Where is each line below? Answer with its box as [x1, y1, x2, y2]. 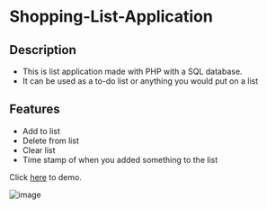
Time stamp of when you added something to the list [22, 154, 218, 165]
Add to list [22, 125, 61, 136]
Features [9, 102, 60, 117]
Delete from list [22, 135, 79, 146]
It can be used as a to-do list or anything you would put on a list [22, 76, 259, 86]
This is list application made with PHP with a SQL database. [22, 66, 243, 77]
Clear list [22, 144, 56, 155]
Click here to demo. [9, 171, 83, 182]
